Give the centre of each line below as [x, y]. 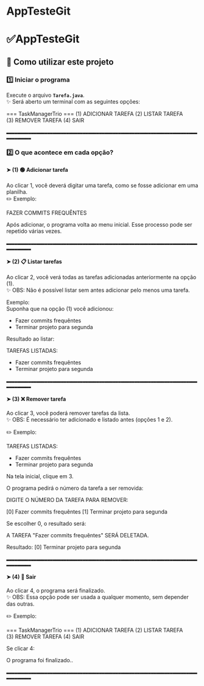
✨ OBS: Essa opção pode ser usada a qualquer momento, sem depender [97, 597]
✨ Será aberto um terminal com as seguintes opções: [73, 102]
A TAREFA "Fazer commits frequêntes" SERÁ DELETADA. [78, 535]
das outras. [20, 604]
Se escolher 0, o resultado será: [46, 523]
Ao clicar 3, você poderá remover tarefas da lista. [68, 413]
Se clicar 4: [21, 648]
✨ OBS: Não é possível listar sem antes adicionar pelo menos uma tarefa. [98, 290]
